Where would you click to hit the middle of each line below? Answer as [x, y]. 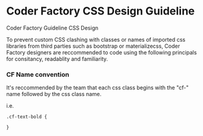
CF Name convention [38, 74]
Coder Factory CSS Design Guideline [101, 11]
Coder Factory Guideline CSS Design [52, 28]
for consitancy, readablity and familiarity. [57, 59]
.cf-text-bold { [27, 117]
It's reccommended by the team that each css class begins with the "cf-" [98, 88]
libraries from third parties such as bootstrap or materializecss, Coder [93, 46]
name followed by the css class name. [54, 94]
